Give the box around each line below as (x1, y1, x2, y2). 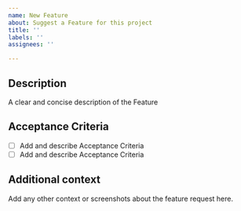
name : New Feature (8, 11, 68, 20)
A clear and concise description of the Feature (8, 97, 159, 107)
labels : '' (8, 33, 44, 42)
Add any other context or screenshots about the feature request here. (8, 194, 234, 203)
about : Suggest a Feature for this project (8, 19, 153, 27)
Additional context (8, 173, 100, 187)
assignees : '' (8, 41, 55, 49)
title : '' (8, 26, 41, 34)
